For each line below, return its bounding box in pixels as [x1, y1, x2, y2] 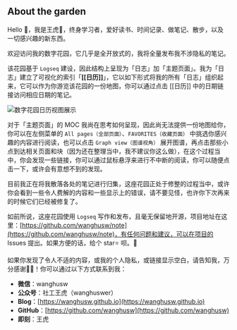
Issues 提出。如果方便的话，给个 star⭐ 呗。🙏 [7, 238, 138, 247]
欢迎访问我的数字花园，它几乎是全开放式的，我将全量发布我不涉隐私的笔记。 [7, 49, 230, 57]
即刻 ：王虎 [17, 314, 49, 323]
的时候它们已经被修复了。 [7, 197, 82, 205]
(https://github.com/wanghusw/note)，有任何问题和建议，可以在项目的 [7, 229, 214, 238]
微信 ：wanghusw [17, 279, 68, 288]
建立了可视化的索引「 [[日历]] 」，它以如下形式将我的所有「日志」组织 [19, 73, 218, 81]
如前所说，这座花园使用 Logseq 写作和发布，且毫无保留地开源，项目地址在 [7, 212, 221, 221]
